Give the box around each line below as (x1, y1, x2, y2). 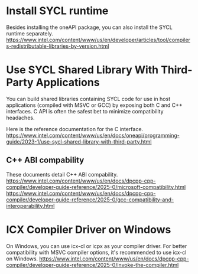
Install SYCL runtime (6, 4, 109, 18)
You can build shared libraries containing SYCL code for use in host (6, 95, 170, 102)
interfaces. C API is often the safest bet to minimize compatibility (6, 107, 164, 115)
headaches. (6, 114, 35, 121)
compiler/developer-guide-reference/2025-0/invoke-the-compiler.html (6, 261, 179, 268)
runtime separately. (6, 30, 53, 37)
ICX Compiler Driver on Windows (6, 223, 171, 236)
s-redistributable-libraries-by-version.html (6, 43, 109, 50)
